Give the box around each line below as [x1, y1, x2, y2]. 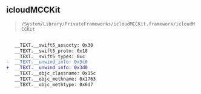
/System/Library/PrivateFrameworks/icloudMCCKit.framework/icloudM [21, 21, 195, 27]
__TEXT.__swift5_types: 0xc [14, 53, 85, 59]
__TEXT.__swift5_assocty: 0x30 [14, 42, 94, 48]
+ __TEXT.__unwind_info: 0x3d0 [6, 65, 88, 71]
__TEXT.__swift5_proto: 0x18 [14, 48, 88, 54]
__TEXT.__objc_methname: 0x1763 [14, 76, 96, 82]
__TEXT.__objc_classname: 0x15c [14, 70, 96, 76]
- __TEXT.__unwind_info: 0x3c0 [6, 59, 88, 65]
